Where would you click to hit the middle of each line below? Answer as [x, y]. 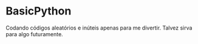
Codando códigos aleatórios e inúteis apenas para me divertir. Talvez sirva [99, 28]
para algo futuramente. [34, 34]
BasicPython [39, 11]
